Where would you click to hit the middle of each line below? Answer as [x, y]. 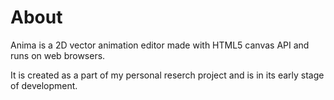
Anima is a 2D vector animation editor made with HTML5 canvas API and [160, 45]
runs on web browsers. [58, 55]
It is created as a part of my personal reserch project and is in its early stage [167, 75]
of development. [44, 85]
